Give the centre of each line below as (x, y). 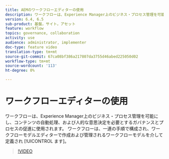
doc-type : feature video (31, 47)
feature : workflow (24, 29)
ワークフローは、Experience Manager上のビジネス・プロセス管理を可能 (80, 116)
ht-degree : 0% (20, 71)
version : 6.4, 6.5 (24, 19)
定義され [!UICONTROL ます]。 (37, 141)
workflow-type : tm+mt (28, 61)
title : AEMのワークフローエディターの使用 (45, 10)
